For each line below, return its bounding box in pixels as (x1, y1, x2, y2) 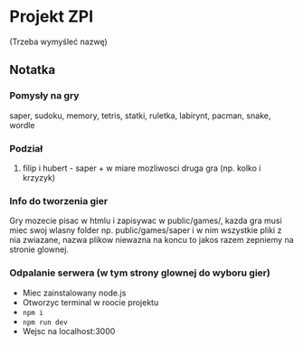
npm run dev (22, 318, 68, 327)
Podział (9, 142, 43, 154)
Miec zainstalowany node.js (22, 287, 127, 298)
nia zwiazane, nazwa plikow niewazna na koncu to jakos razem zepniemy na (9, 235, 294, 246)
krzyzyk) (22, 172, 56, 182)
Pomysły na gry (9, 89, 80, 102)
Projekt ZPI (9, 6, 94, 27)
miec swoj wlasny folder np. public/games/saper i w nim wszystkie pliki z (9, 225, 282, 236)
